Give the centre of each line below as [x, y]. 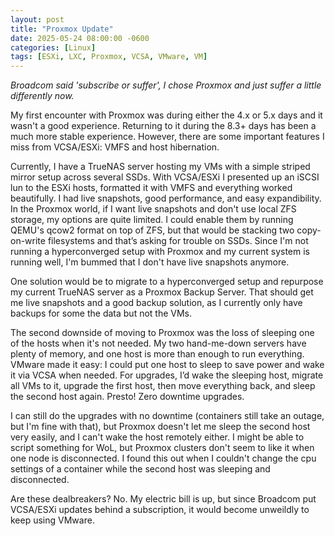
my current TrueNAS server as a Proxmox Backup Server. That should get [162, 292]
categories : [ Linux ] [53, 47]
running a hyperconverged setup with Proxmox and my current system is [160, 252]
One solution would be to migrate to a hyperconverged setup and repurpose [167, 282]
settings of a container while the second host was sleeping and [140, 469]
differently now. [42, 96]
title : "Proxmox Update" [62, 29]
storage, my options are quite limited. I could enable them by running [152, 220]
